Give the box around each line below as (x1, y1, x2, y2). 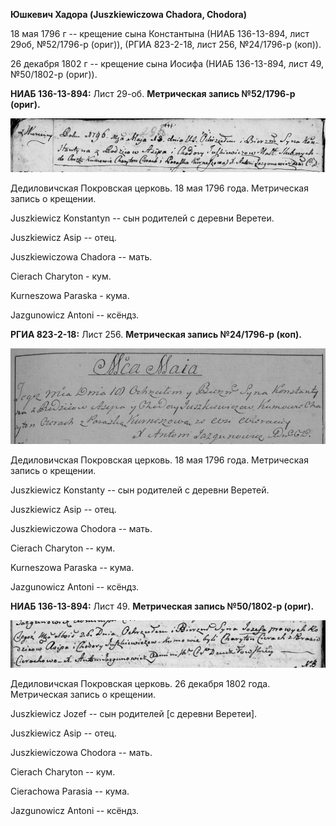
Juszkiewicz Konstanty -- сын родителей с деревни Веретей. (10, 484, 270, 496)
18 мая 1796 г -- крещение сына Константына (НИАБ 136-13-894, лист (10, 28, 310, 39)
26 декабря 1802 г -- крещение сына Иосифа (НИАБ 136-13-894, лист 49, (10, 58, 324, 69)
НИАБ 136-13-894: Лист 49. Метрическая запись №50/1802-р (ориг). (10, 600, 315, 612)
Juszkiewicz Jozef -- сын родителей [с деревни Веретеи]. (10, 707, 258, 719)
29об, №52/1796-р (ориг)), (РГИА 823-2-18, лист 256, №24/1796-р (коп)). (10, 39, 322, 50)
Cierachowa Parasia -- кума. (10, 785, 130, 797)
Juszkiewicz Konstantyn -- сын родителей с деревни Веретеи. (10, 212, 275, 224)
